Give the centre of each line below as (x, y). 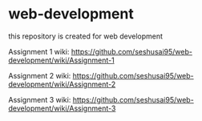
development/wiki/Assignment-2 (62, 84)
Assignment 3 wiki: (40, 99)
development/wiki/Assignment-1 (61, 60)
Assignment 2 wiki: (40, 75)
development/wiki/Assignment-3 (62, 108)
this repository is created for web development (85, 36)
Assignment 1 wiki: (39, 51)
